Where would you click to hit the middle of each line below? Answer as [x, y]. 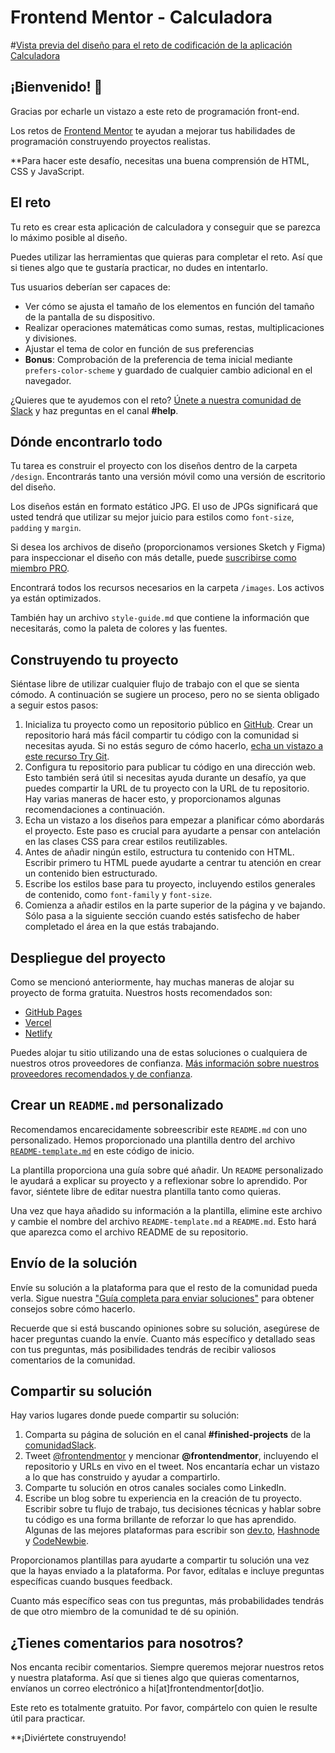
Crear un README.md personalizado [117, 1105]
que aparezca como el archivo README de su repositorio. [129, 1232]
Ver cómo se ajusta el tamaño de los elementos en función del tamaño [169, 306]
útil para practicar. [48, 1718]
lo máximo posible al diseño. [69, 237]
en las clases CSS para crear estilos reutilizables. [126, 842]
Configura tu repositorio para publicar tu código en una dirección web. [170, 767]
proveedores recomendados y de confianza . [101, 1074]
